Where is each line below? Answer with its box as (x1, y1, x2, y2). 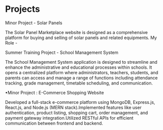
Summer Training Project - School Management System (5, 49, 119, 55)
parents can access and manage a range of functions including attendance (5, 75, 158, 81)
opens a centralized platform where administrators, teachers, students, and (5, 69, 159, 75)
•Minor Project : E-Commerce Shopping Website (5, 89, 104, 95)
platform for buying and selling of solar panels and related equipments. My (5, 35, 157, 41)
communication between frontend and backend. (5, 120, 103, 126)
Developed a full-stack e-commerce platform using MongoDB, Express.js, (5, 99, 156, 105)
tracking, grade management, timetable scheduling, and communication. (5, 80, 153, 86)
